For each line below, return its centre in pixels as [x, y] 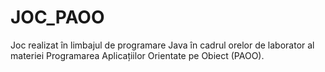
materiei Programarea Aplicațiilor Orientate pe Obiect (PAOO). [137, 55]
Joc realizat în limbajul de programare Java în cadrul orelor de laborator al [162, 45]
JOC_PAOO [57, 17]
